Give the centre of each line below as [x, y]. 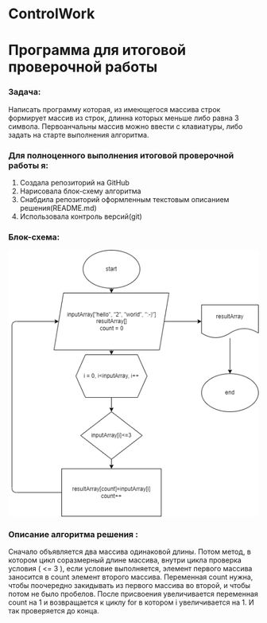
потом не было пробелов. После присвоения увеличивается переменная [133, 594]
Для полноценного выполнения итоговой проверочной [121, 155]
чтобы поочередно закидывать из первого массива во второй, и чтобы [130, 586]
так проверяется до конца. [54, 611]
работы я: [29, 165]
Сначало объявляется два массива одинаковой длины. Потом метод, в [130, 552]
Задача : [25, 92]
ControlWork [52, 14]
